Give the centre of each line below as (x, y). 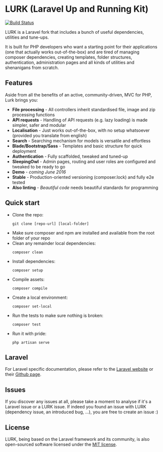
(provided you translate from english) (49, 135)
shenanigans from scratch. (32, 68)
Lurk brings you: (21, 100)
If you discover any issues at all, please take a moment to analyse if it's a (78, 402)
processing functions (33, 115)
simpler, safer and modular (39, 125)
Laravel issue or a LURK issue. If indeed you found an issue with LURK (76, 407)
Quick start (22, 203)
